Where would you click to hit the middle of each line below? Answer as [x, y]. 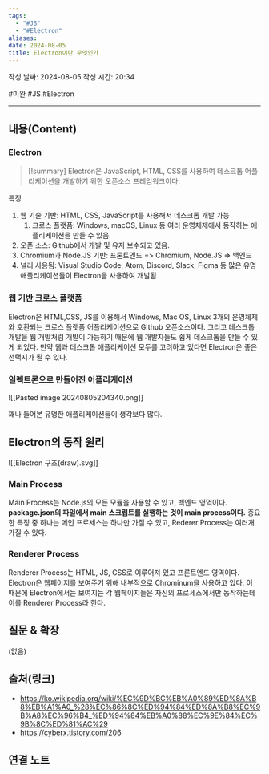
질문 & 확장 [34, 630]
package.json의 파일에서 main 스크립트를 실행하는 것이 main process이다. [127, 513]
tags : [17, 16]
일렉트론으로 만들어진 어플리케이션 [71, 379]
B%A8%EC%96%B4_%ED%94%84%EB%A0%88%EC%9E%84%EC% [139, 715]
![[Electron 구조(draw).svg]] [53, 463]
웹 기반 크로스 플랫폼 [45, 298]
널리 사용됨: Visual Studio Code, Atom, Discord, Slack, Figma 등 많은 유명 [138, 265]
